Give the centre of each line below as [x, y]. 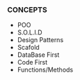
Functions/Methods [45, 70]
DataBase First [38, 55]
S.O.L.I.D [30, 32]
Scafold [28, 48]
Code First [32, 62]
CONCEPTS [27, 10]
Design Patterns [40, 40]
